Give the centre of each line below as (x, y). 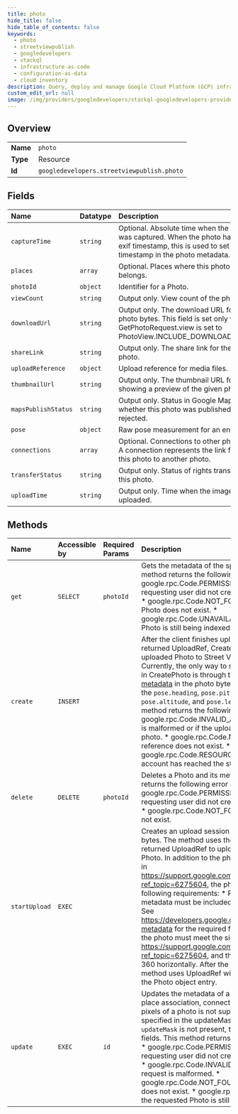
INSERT (69, 702)
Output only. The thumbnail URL (171, 379)
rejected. (133, 418)
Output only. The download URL (171, 310)
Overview (29, 129)
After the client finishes (180, 639)
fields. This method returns (186, 1038)
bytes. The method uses (181, 840)
